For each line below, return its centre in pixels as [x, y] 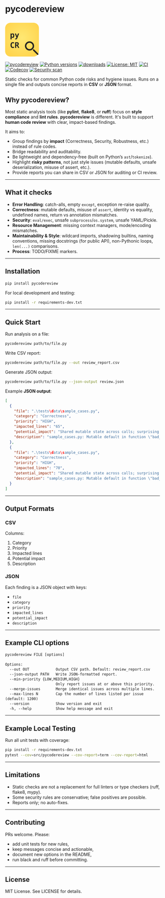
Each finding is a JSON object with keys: [46, 587]
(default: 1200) [22, 699]
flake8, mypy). [27, 792]
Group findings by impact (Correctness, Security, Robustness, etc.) [80, 141]
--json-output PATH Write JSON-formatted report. [64, 674]
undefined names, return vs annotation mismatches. [65, 215]
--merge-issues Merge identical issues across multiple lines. [82, 689]
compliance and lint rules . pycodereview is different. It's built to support [79, 117]
